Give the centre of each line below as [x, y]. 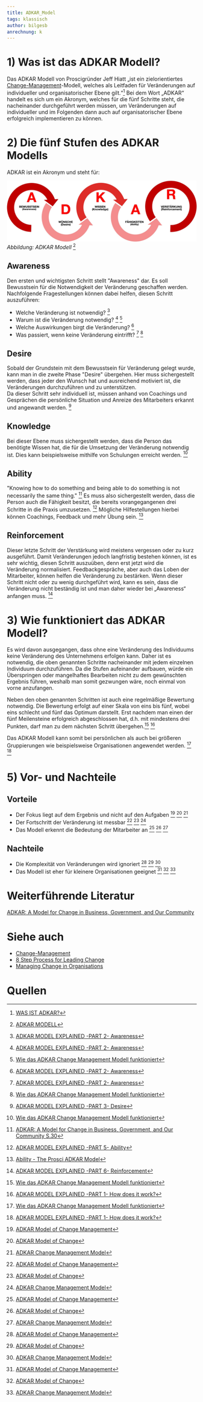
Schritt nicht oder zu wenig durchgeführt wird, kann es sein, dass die [92, 582]
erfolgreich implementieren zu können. [55, 118]
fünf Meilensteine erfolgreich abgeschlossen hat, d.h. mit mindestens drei [98, 719]
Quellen [27, 990]
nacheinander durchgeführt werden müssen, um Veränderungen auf [92, 105]
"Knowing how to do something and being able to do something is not [93, 488]
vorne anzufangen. [30, 688]
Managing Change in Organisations [59, 966]
